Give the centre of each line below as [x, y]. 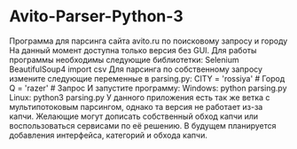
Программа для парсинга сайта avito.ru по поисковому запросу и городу [148, 41]
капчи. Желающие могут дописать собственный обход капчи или [134, 116]
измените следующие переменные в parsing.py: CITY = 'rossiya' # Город [147, 78]
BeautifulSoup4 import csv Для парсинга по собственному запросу [136, 69]
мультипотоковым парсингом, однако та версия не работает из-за [136, 106]
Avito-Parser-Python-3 [96, 16]
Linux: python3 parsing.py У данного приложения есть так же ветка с [140, 97]
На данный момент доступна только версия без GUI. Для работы [133, 50]
